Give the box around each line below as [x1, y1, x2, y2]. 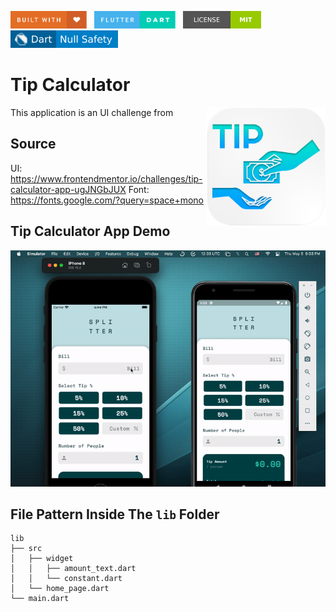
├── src [10, 544, 43, 554]
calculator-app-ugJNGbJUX [10, 183, 127, 195]
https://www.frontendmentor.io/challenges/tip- [10, 172, 203, 185]
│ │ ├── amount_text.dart [10, 564, 137, 574]
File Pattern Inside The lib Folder [10, 506, 220, 523]
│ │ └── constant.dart [10, 574, 123, 584]
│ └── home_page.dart [10, 584, 110, 594]
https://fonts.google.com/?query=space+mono [10, 194, 205, 206]
